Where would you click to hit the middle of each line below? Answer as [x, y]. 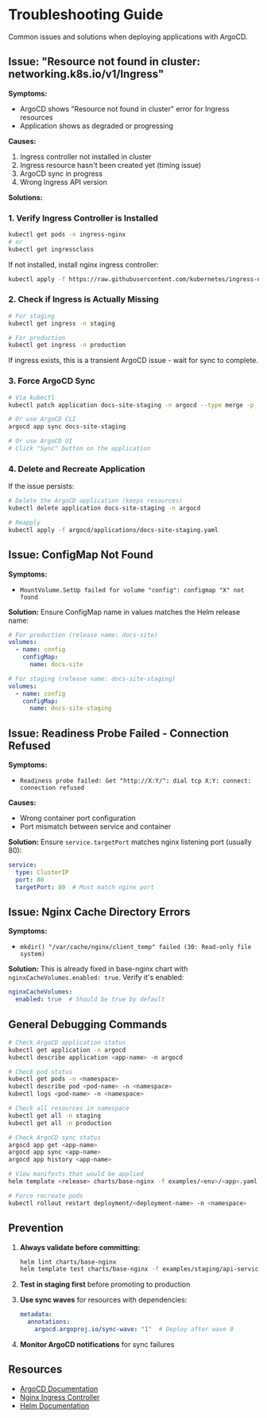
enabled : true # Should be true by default [90, 1000]
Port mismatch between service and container [95, 826]
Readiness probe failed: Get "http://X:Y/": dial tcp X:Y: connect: [135, 781]
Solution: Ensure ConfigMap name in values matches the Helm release [124, 611]
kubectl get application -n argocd [67, 1050]
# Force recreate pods [46, 1196]
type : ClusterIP [42, 872]
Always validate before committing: [80, 1247]
